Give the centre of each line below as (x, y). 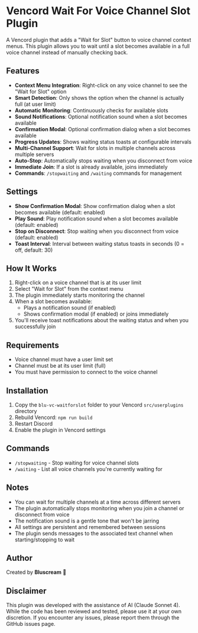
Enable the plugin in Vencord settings (60, 430)
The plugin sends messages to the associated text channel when (94, 533)
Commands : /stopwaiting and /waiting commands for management (98, 173)
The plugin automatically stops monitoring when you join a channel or (99, 508)
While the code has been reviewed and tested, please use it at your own (94, 611)
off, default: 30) (34, 250)
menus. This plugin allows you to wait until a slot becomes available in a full (98, 46)
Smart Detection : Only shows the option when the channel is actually (99, 98)
